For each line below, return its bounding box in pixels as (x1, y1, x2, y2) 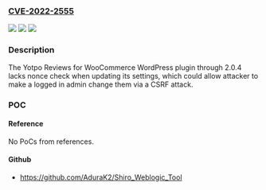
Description (8, 45, 55, 56)
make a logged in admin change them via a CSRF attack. (8, 79, 194, 89)
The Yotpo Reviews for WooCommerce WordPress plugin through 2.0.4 (8, 62, 242, 72)
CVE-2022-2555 (8, 6, 74, 17)
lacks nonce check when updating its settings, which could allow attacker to (8, 71, 259, 80)
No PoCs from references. (8, 137, 94, 146)
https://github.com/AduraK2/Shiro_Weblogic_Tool (19, 173, 182, 182)
